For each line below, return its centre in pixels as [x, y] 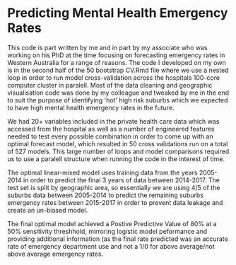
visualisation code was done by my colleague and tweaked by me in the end [118, 93]
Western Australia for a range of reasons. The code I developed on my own [117, 62]
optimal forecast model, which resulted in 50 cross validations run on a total [118, 143]
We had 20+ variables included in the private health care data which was [113, 121]
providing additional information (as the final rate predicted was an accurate [118, 239]
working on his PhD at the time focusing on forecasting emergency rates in [116, 55]
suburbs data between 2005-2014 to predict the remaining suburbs [105, 195]
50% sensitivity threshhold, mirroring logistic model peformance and [107, 231]
